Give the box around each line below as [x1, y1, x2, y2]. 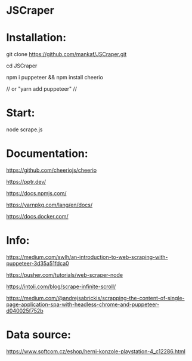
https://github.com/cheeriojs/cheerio [6, 166, 97, 174]
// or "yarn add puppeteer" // [6, 85, 78, 92]
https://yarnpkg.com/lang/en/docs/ [6, 201, 93, 208]
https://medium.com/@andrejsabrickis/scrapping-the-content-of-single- [6, 294, 185, 301]
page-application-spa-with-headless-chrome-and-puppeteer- [6, 301, 160, 308]
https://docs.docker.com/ [6, 213, 69, 220]
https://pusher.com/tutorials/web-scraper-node [6, 271, 123, 278]
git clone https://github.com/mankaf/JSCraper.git [6, 51, 127, 58]
